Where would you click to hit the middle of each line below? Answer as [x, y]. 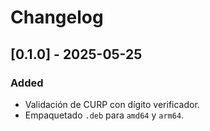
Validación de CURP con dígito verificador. [112, 104]
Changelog [57, 17]
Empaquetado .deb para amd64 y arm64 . [104, 115]
